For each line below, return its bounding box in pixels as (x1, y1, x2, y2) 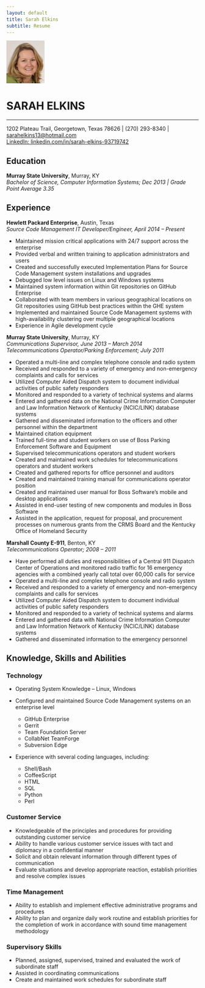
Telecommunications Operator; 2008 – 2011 (6, 545, 116, 553)
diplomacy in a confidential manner (15, 846, 104, 853)
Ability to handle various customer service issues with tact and (15, 839, 173, 847)
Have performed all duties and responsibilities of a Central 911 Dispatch (15, 557, 195, 565)
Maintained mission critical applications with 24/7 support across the (15, 237, 189, 245)
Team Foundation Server (24, 728, 87, 736)
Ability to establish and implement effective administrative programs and (15, 902, 198, 909)
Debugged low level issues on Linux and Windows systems (15, 276, 164, 284)
